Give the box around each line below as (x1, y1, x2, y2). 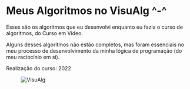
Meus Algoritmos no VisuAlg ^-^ (6, 4, 167, 18)
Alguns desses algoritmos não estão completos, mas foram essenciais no (6, 41, 184, 48)
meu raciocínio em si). (6, 53, 60, 60)
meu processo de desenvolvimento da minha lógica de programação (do (6, 47, 182, 54)
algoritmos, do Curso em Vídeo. (6, 29, 84, 36)
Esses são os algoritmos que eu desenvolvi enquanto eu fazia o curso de (6, 23, 184, 30)
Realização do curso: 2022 (6, 64, 72, 71)
